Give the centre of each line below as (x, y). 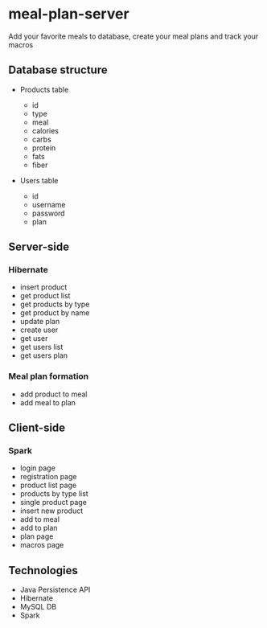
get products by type (55, 304)
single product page (53, 503)
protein (44, 148)
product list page (48, 485)
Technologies (43, 571)
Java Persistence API (55, 590)
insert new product (51, 511)
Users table (39, 180)
